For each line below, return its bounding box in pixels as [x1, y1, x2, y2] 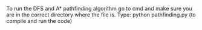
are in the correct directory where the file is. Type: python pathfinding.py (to [6, 11, 196, 18]
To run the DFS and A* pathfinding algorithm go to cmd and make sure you [6, 5, 192, 12]
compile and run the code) [6, 18, 73, 24]
